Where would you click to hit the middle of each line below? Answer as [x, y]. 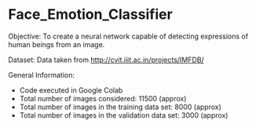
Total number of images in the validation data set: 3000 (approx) [124, 115]
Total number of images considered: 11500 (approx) [103, 98]
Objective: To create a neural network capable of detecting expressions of [128, 36]
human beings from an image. [57, 44]
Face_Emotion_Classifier [90, 15]
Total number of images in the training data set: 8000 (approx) [121, 107]
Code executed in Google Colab [71, 90]
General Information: [41, 75]
